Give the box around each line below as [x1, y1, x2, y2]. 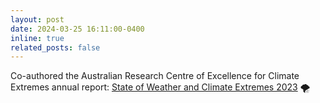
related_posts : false [10, 42, 101, 53]
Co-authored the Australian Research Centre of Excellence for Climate [10, 70, 300, 82]
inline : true [10, 33, 65, 43]
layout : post [10, 14, 65, 25]
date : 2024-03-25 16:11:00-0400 [10, 24, 145, 34]
